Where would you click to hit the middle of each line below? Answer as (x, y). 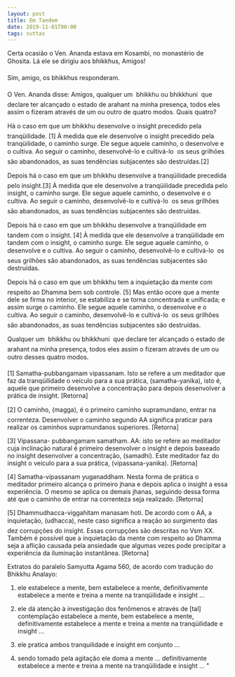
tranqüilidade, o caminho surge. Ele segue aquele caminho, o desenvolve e (116, 144)
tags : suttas (26, 33)
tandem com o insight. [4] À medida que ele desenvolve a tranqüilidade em (116, 235)
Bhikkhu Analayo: (32, 574)
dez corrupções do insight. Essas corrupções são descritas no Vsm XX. (111, 531)
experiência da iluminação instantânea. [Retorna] (78, 553)
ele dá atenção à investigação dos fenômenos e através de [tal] (109, 609)
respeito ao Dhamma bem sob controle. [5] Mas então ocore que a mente (113, 293)
